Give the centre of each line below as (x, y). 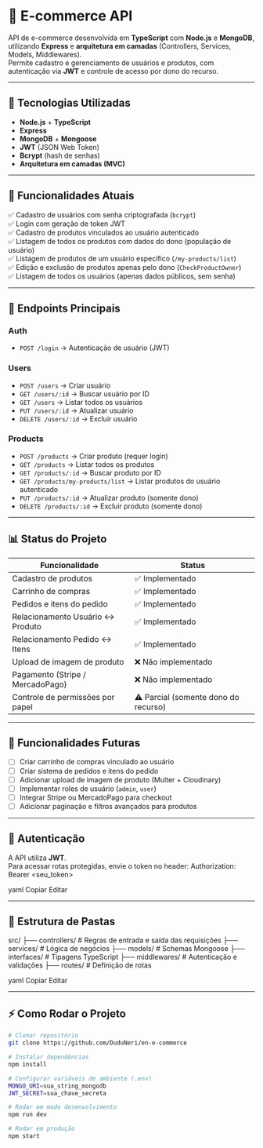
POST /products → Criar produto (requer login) (94, 456)
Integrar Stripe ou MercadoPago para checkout (95, 797)
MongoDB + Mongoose (58, 138)
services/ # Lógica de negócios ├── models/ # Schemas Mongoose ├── (126, 949)
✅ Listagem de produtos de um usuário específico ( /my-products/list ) (122, 258)
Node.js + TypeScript (55, 122)
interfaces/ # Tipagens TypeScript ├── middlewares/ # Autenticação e (122, 957)
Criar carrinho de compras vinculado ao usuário (97, 762)
